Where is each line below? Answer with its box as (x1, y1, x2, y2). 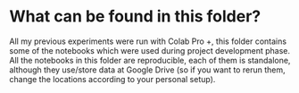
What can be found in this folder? (9, 6, 262, 27)
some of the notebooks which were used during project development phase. (9, 45, 291, 55)
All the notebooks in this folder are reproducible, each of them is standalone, (9, 55, 291, 65)
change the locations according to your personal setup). (9, 73, 216, 84)
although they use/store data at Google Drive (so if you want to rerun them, (9, 64, 286, 75)
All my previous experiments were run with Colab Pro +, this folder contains (9, 36, 287, 46)
